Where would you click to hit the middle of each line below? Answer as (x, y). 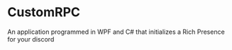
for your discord (31, 39)
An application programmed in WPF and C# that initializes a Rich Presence (116, 32)
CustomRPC (44, 12)
